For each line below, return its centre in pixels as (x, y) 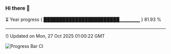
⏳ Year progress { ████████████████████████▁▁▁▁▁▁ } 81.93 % (83, 19)
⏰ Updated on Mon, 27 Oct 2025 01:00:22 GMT (55, 36)
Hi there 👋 (18, 8)
